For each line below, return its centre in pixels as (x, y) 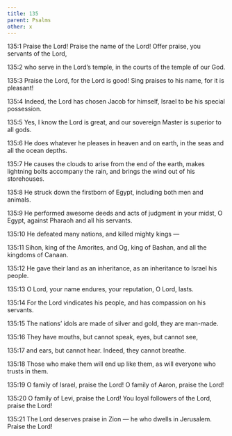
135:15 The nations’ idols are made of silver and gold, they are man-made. (113, 323)
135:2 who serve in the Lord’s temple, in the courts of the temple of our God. (116, 67)
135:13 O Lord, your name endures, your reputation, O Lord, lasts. (101, 289)
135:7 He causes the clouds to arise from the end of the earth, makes (106, 164)
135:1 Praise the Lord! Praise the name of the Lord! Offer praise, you (104, 47)
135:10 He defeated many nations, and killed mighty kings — (93, 234)
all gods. (19, 130)
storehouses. (26, 179)
